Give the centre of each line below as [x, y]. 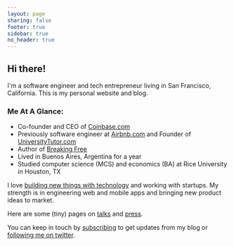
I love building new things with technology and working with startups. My [113, 185]
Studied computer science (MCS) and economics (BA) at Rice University [122, 164]
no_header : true [31, 40]
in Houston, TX [39, 172]
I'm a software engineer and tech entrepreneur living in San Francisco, [109, 85]
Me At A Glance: [35, 111]
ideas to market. [31, 200]
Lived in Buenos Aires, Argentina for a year [79, 156]
